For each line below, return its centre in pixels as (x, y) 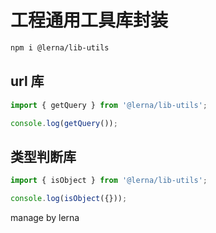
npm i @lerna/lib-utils (60, 47)
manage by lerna (45, 217)
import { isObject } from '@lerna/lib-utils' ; (109, 181)
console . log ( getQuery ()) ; (64, 123)
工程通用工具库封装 (89, 20)
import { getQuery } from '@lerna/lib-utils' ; (109, 105)
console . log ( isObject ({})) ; (69, 199)
